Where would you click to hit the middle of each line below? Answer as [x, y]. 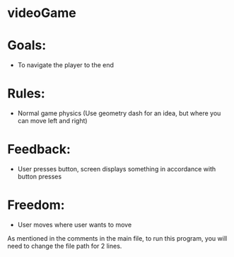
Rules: [27, 94]
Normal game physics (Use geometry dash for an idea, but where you [119, 113]
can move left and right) [52, 121]
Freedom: [36, 205]
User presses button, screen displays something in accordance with [117, 169]
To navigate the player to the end [66, 65]
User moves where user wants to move [75, 224]
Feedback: [39, 149]
